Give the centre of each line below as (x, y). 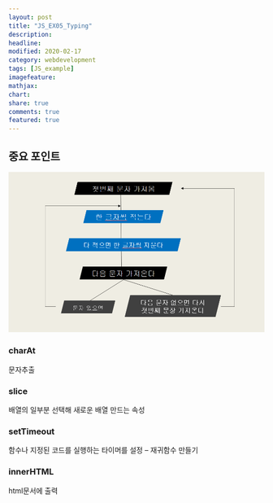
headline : (25, 43)
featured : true (34, 120)
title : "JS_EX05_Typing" (50, 26)
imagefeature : (32, 77)
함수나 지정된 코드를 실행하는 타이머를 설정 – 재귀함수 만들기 (104, 450)
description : (30, 34)
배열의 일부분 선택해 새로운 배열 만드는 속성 (77, 410)
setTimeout (32, 431)
